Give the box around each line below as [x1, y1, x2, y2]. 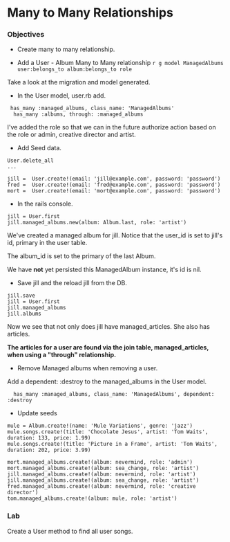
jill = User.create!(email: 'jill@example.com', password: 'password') [7, 175, 221, 183]
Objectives [7, 30, 45, 39]
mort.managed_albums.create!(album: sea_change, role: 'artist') [7, 465, 199, 472]
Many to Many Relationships [7, 5, 174, 21]
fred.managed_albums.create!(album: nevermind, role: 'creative [7, 483, 196, 490]
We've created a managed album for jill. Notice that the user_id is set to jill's [7, 231, 223, 240]
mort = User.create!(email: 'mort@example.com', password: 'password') [7, 188, 221, 195]
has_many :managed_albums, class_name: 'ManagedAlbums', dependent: [13, 391, 215, 398]
